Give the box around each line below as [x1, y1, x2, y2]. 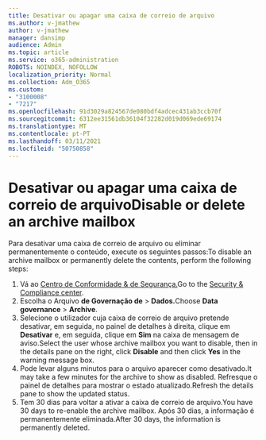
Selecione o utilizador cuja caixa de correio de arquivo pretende [19, 313, 229, 322]
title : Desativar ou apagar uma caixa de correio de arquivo [8, 11, 215, 20]
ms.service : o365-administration [8, 56, 119, 64]
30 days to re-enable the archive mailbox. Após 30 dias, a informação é [19, 406, 255, 415]
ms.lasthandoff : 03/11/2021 [8, 137, 102, 145]
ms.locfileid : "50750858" [8, 145, 94, 152]
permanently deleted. [19, 423, 91, 433]
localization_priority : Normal [8, 71, 112, 79]
